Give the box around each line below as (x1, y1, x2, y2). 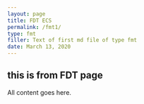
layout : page (7, 10, 46, 18)
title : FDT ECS (7, 17, 52, 24)
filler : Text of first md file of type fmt (7, 37, 138, 44)
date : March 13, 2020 (7, 43, 71, 50)
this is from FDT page (7, 69, 104, 81)
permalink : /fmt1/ (7, 23, 61, 30)
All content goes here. (7, 88, 72, 96)
